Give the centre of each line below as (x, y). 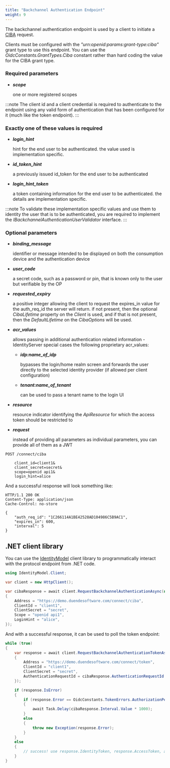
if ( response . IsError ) (38, 690)
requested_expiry (32, 294)
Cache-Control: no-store (31, 504)
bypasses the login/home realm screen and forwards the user (84, 364)
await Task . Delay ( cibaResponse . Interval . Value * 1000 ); (92, 709)
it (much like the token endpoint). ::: (42, 115)
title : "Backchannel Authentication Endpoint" (55, 10)
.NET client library (34, 546)
